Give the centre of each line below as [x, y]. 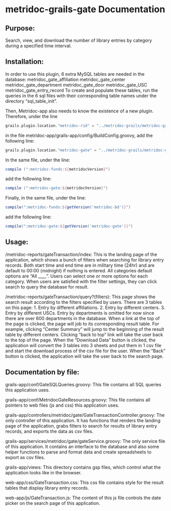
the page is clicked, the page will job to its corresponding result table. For [82, 324]
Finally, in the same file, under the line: [46, 198]
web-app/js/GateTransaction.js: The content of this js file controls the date [83, 498]
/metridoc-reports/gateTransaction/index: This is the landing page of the [81, 254]
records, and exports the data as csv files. [49, 431]
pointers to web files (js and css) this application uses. [62, 405]
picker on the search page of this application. [53, 503]
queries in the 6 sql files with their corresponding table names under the [81, 96]
